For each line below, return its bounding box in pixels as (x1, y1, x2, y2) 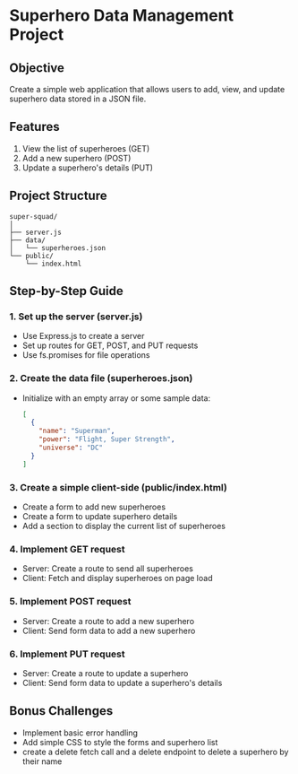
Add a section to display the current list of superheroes (21, 521, 226, 532)
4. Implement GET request (9, 543, 125, 555)
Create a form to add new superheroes (21, 501, 166, 512)
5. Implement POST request (9, 596, 132, 608)
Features (9, 119, 60, 135)
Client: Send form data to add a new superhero (21, 625, 196, 636)
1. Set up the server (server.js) (9, 310, 143, 323)
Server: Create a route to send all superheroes (21, 563, 194, 574)
